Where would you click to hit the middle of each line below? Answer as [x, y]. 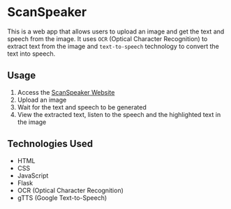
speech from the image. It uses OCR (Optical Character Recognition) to [107, 38]
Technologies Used [50, 144]
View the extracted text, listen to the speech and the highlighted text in [119, 114]
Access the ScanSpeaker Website [66, 92]
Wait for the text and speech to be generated [82, 107]
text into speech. [31, 54]
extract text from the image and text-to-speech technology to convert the [113, 46]
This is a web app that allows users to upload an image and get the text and [116, 31]
